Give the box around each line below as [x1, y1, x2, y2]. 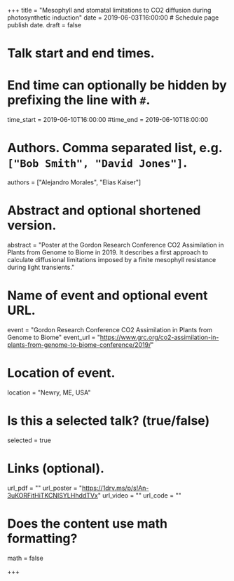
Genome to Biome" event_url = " [7, 333, 100, 341]
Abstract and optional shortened [7, 203, 201, 219]
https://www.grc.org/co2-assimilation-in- [99, 333, 219, 341]
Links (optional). [7, 460, 105, 476]
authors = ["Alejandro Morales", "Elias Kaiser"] [7, 178, 142, 186]
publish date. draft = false [7, 21, 82, 29]
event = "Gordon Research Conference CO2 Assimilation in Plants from [7, 325, 212, 334]
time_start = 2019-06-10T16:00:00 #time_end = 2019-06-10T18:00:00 [7, 116, 209, 124]
